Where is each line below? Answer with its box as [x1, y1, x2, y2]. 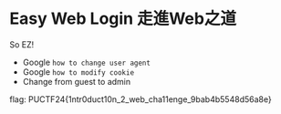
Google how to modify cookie [22, 66, 135, 78]
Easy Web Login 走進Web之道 [9, 8, 237, 29]
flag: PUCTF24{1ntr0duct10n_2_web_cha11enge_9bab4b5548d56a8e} [9, 93, 272, 105]
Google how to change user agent [22, 57, 151, 67]
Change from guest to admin [22, 76, 131, 87]
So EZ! [9, 38, 35, 50]
